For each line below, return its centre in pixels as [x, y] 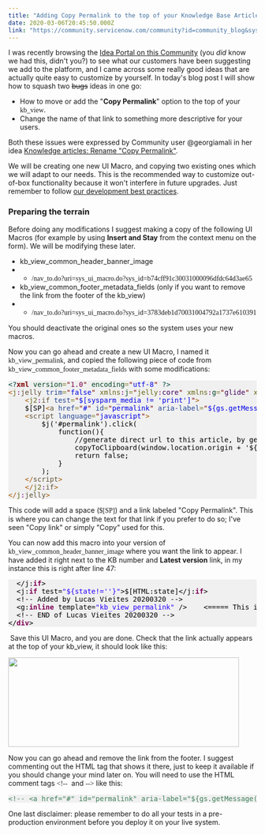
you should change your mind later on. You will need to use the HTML [121, 774]
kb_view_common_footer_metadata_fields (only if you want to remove [132, 287]
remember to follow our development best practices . [93, 191]
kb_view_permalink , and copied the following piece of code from [110, 359]
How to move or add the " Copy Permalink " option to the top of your [130, 102]
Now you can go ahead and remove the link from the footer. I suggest [121, 758]
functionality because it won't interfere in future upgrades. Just [134, 183]
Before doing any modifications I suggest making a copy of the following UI [130, 229]
